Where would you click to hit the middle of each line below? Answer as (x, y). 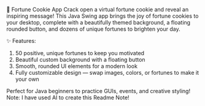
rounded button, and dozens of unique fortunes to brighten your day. (93, 29)
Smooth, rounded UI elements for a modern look (76, 66)
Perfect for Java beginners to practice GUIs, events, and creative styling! (99, 91)
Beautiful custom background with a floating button (80, 59)
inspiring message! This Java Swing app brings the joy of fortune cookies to (102, 16)
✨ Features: (21, 41)
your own (27, 79)
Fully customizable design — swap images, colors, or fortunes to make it (107, 73)
